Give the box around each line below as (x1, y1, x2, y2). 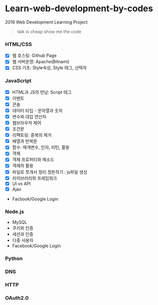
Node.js (5, 208, 24, 215)
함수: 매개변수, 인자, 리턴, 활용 (12, 144, 70, 150)
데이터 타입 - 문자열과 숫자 (12, 107, 63, 113)
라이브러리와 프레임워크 (12, 175, 57, 181)
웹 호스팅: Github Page (12, 52, 57, 59)
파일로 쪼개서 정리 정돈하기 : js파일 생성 (12, 169, 88, 175)
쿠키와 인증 (12, 225, 34, 231)
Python (5, 255, 23, 262)
